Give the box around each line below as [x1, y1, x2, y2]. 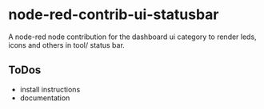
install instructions [19, 84, 81, 94]
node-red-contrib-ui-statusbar [8, 6, 219, 24]
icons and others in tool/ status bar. [8, 40, 126, 49]
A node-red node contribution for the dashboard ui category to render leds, [8, 32, 258, 41]
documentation [19, 93, 70, 103]
